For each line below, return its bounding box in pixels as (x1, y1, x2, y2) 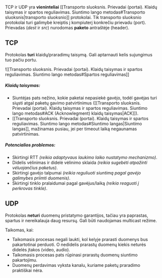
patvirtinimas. (12, 131, 40, 137)
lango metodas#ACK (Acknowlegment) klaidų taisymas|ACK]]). (12, 110, 139, 116)
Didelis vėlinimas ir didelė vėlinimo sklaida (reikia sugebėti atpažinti (12, 159, 147, 165)
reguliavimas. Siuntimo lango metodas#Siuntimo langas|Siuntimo (12, 121, 142, 126)
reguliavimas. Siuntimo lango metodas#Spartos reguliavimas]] (5, 71, 129, 77)
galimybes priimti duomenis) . (12, 175, 71, 181)
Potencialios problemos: (5, 142, 56, 148)
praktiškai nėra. (12, 267, 44, 273)
